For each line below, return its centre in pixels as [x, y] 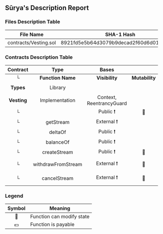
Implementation [57, 100]
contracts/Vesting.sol [32, 42]
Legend [14, 196]
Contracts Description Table [39, 57]
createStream [57, 152]
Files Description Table [33, 22]
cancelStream [58, 178]
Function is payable [52, 224]
